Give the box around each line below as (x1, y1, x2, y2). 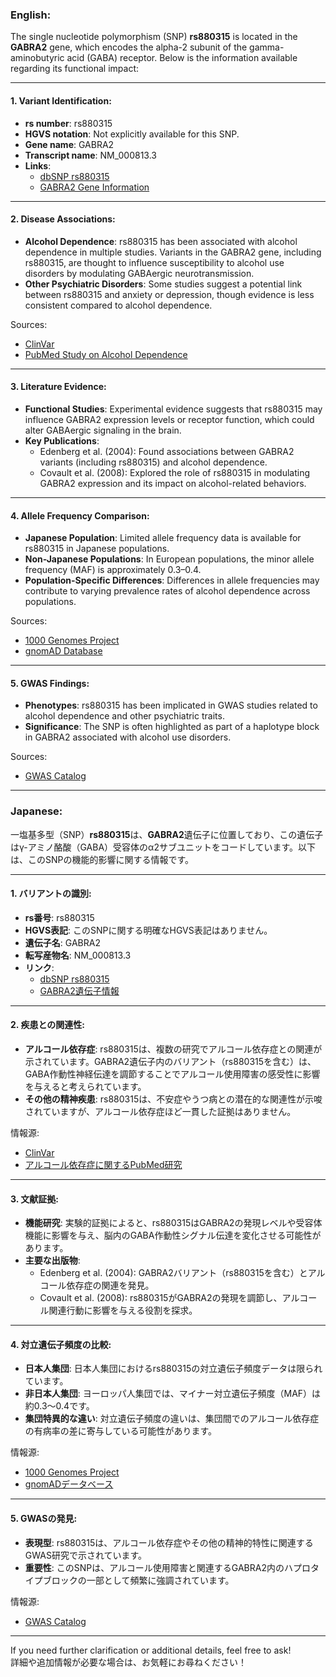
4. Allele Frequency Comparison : (10, 509, 150, 522)
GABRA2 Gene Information (39, 181, 150, 193)
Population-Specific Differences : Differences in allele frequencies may (24, 574, 320, 587)
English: (10, 8, 52, 22)
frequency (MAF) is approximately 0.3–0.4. (24, 564, 202, 576)
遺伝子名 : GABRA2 (24, 936, 101, 948)
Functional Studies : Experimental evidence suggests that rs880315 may (24, 403, 323, 415)
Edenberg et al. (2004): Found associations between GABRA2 (39, 445, 295, 457)
